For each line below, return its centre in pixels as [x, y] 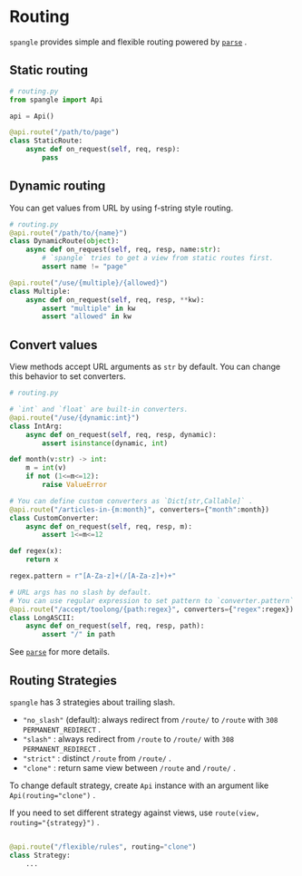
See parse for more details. [60, 652]
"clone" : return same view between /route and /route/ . [129, 767]
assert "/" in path [79, 635]
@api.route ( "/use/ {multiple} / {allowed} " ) [89, 283]
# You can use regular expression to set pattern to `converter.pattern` [152, 600]
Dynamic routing [58, 186]
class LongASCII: [42, 618]
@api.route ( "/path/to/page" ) [64, 132]
